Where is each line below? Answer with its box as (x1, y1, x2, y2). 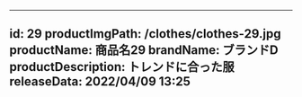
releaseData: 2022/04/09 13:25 (9, 74, 191, 90)
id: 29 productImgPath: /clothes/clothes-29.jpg (9, 26, 281, 41)
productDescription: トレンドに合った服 (9, 59, 235, 75)
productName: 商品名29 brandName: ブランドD (9, 42, 279, 58)
